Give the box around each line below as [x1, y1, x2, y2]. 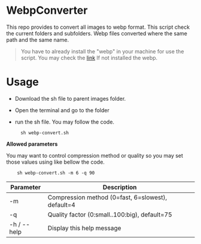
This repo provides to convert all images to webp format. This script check [6, 23, 190, 31]
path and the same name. [6, 36, 69, 43]
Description [102, 183, 137, 191]
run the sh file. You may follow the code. [14, 118, 115, 125]
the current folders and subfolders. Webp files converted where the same [6, 29, 187, 37]
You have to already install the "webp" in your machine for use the [20, 47, 184, 55]
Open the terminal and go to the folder [14, 106, 109, 114]
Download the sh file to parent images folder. [14, 95, 126, 102]
